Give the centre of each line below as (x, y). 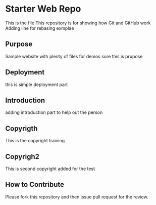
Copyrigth (21, 128)
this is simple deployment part (37, 85)
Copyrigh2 (22, 157)
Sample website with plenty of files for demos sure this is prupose (74, 56)
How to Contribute (35, 184)
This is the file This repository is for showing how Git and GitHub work (78, 23)
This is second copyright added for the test (50, 169)
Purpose (19, 44)
